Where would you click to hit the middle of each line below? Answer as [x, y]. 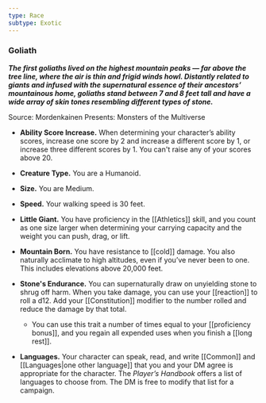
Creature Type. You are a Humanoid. [80, 173]
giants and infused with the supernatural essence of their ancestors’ [125, 85]
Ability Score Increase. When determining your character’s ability [127, 132]
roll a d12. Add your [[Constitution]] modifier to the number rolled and [133, 300]
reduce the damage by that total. [73, 309]
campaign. [37, 390]
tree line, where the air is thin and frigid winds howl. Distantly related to [129, 76]
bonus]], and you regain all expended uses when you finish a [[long [142, 332]
